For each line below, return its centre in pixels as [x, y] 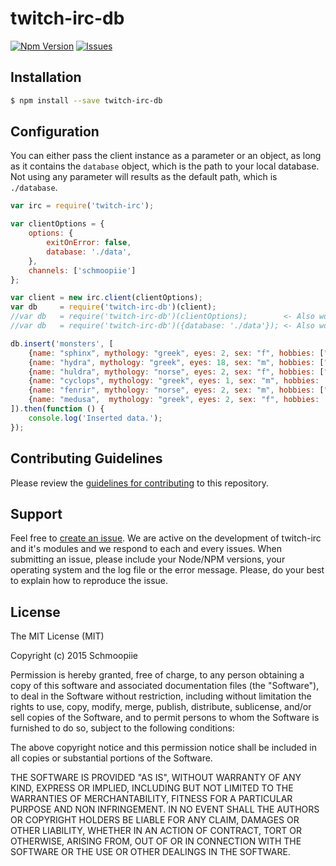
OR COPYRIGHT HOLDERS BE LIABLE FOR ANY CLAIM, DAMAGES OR [155, 820]
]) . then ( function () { [57, 409]
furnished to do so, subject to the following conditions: [122, 728]
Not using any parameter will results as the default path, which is [144, 177]
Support [36, 513]
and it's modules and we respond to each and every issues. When [146, 549]
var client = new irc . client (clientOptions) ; [106, 298]
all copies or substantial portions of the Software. [111, 758]
